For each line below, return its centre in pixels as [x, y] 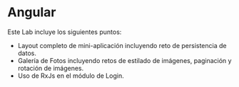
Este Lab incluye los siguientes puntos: [65, 32]
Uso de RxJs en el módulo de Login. [71, 76]
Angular [32, 12]
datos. [27, 53]
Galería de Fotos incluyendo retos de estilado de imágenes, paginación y [124, 60]
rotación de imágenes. [51, 68]
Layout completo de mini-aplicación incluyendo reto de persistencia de [122, 45]
